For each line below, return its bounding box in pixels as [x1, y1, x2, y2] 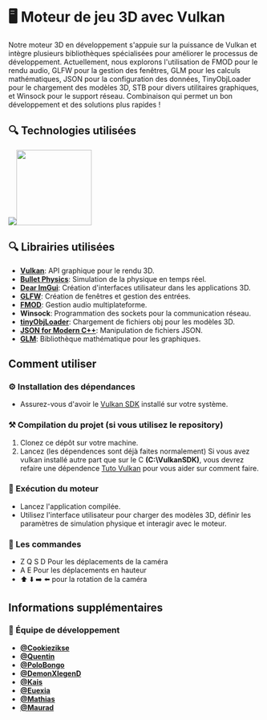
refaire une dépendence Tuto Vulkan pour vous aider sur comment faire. [19, 463, 259, 473]
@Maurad [19, 702, 55, 712]
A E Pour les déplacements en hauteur [19, 565, 147, 576]
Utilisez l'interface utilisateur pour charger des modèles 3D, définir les [19, 510, 251, 519]
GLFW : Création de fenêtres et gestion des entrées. [19, 291, 191, 301]
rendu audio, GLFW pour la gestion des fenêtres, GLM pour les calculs [8, 65, 241, 75]
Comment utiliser [8, 356, 97, 371]
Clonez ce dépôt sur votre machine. [19, 437, 139, 447]
